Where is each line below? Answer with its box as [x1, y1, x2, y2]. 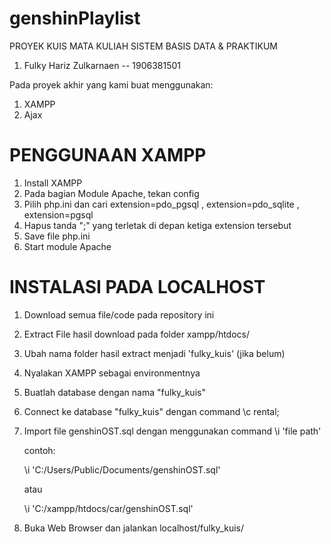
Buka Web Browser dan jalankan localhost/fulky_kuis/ [23, 522, 244, 534]
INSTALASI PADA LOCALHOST [9, 276, 266, 299]
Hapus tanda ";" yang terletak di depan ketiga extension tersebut [23, 219, 292, 231]
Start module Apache [23, 240, 112, 252]
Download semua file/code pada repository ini [23, 308, 215, 321]
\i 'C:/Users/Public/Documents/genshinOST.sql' [23, 463, 221, 476]
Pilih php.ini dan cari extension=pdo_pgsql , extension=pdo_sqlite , [23, 198, 300, 210]
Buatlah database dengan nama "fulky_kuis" [23, 386, 206, 398]
